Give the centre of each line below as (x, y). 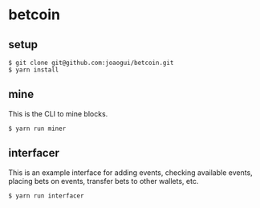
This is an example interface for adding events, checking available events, (130, 172)
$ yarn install (34, 70)
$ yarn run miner (37, 128)
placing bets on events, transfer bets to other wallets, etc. (104, 181)
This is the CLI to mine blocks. (58, 113)
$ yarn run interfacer (46, 196)
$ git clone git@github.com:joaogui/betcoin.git (91, 63)
